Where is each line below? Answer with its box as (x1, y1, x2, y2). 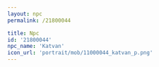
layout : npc (7, 10, 42, 18)
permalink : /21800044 (7, 17, 71, 24)
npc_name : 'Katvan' (7, 43, 65, 50)
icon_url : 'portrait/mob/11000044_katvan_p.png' (7, 49, 153, 56)
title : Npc (7, 30, 40, 37)
